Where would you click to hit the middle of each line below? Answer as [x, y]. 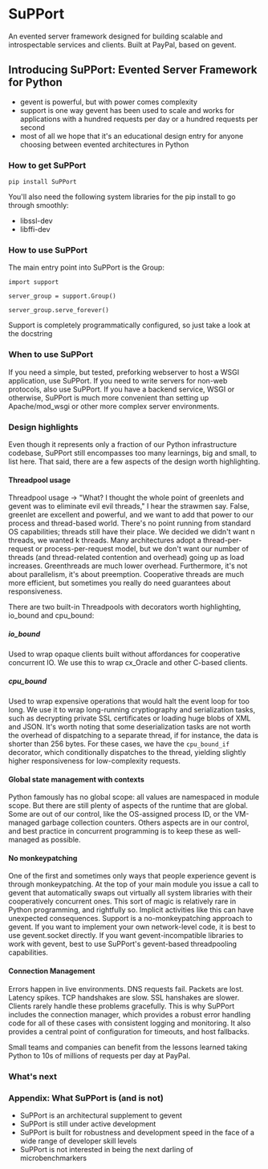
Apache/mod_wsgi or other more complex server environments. [114, 406]
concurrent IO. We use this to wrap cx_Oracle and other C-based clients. [128, 663]
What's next [33, 1076]
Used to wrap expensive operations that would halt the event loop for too [129, 701]
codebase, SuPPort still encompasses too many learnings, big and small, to [133, 453]
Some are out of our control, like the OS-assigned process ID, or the [120, 814]
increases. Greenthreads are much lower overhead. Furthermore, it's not [128, 566]
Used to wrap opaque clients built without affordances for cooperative [124, 654]
